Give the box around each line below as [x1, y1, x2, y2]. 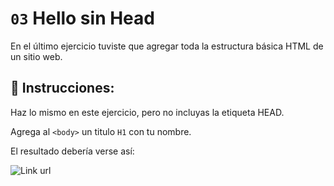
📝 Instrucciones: [10, 80, 115, 97]
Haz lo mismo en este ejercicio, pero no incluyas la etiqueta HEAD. [10, 106, 285, 118]
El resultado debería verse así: [10, 145, 135, 157]
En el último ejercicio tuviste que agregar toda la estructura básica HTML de [10, 40, 324, 52]
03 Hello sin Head [10, 7, 155, 30]
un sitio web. [10, 50, 63, 62]
